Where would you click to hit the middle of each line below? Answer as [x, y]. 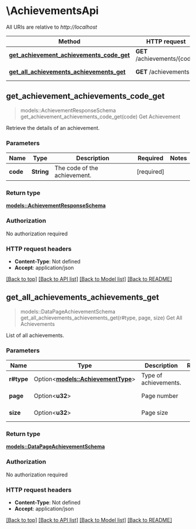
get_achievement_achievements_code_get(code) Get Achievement [100, 116]
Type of [152, 376]
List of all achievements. [35, 335]
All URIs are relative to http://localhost [52, 27]
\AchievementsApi [52, 11]
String [40, 172]
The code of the [76, 168]
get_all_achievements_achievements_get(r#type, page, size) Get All [101, 318]
